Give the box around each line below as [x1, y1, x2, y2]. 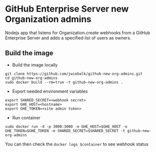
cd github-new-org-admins [5, 75, 58, 81]
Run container [12, 115, 40, 120]
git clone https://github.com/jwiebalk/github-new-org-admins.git [5, 71, 143, 76]
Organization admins [5, 14, 92, 25]
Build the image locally [12, 62, 58, 68]
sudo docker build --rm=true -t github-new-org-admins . [5, 80, 123, 84]
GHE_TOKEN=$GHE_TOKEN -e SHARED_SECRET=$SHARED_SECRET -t [5, 128, 125, 133]
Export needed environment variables [12, 88, 88, 94]
